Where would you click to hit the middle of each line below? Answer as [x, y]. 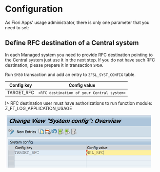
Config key [21, 85]
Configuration [34, 9]
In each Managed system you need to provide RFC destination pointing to [79, 55]
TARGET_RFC [20, 92]
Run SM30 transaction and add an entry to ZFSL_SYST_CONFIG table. [70, 75]
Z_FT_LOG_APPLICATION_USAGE [39, 108]
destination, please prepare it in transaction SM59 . [54, 65]
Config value [82, 85]
